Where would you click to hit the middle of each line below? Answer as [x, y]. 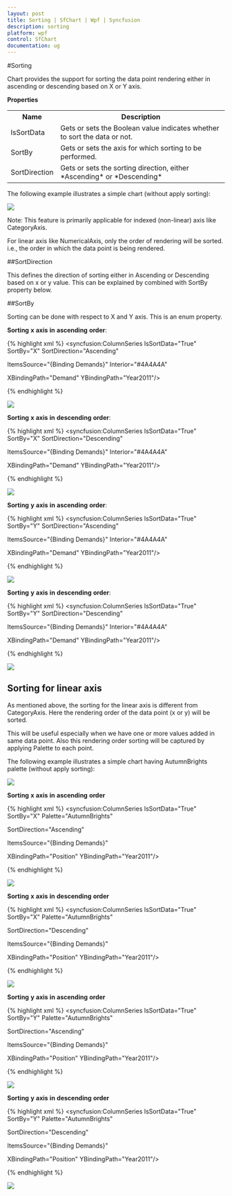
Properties [23, 100]
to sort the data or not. [97, 137]
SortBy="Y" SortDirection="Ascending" [63, 526]
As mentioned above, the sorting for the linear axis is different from [103, 705]
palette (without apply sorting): [51, 768]
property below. [30, 290]
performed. [79, 157]
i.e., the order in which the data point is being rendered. [86, 248]
